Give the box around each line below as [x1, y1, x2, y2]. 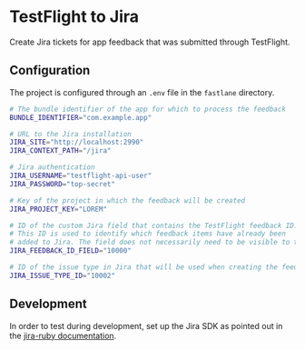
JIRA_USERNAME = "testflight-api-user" [9, 171, 152, 180]
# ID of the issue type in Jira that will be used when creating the [9, 263, 279, 272]
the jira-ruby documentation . [9, 330, 117, 341]
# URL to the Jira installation [9, 129, 132, 138]
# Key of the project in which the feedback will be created [9, 195, 246, 205]
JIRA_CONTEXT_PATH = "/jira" [9, 146, 112, 155]
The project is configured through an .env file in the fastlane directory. [9, 86, 275, 97]
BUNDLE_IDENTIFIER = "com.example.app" [9, 113, 152, 122]
